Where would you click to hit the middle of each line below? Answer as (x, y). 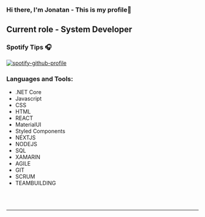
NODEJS (26, 144)
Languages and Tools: (40, 79)
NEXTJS (25, 138)
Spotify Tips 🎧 (29, 47)
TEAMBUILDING (35, 183)
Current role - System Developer (69, 30)
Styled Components (40, 131)
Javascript (28, 98)
